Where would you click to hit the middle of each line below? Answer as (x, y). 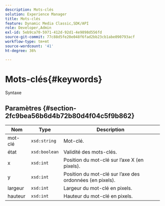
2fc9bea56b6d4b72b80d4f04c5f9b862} (70, 116)
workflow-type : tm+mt (27, 42)
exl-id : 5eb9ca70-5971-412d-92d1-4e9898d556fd (54, 32)
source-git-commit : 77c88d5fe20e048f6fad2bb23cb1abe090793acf (70, 37)
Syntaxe (14, 93)
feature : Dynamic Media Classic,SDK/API (47, 23)
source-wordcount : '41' (29, 46)
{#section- (59, 108)
